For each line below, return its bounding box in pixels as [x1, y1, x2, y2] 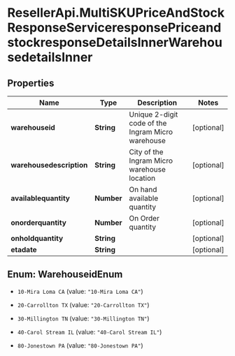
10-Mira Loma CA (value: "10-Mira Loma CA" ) [17, 287, 143, 295]
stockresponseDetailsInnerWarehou [7, 35, 222, 50]
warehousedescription [10, 161, 88, 170]
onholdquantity [10, 234, 64, 243]
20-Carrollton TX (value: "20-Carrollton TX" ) [17, 300, 150, 309]
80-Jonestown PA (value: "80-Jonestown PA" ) [17, 341, 143, 350]
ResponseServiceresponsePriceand [7, 20, 222, 36]
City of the [129, 147, 164, 156]
